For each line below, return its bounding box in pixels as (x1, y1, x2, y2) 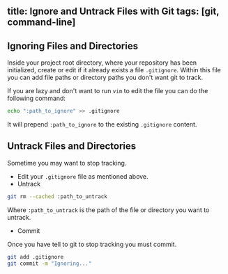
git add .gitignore (7, 253, 64, 260)
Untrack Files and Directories (7, 140, 137, 152)
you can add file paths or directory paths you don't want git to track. (7, 73, 204, 82)
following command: (7, 94, 66, 103)
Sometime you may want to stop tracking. (7, 159, 127, 167)
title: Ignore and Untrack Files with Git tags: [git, (7, 6, 220, 17)
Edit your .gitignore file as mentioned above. (17, 172, 149, 180)
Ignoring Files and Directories (7, 40, 138, 51)
